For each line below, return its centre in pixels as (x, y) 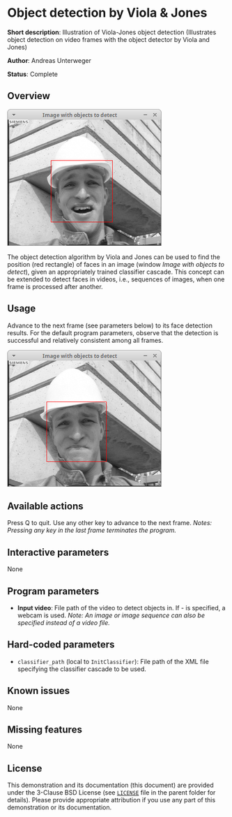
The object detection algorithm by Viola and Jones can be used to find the (114, 257)
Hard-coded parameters (61, 645)
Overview (29, 96)
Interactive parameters (58, 552)
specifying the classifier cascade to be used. (82, 669)
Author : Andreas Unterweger (49, 60)
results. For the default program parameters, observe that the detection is (113, 332)
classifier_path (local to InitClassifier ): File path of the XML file (113, 661)
